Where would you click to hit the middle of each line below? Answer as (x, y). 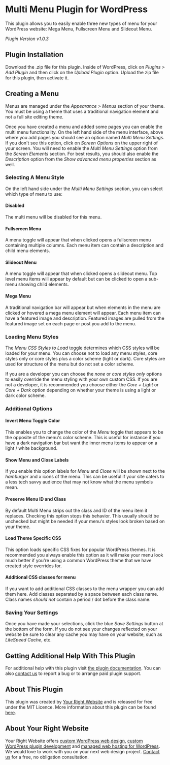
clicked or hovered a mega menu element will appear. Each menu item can (83, 313)
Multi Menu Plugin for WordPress (77, 9)
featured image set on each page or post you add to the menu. (71, 323)
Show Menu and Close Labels (37, 460)
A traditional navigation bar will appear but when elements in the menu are (83, 307)
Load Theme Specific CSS (33, 538)
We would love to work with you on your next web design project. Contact (82, 751)
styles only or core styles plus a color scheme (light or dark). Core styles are (85, 358)
